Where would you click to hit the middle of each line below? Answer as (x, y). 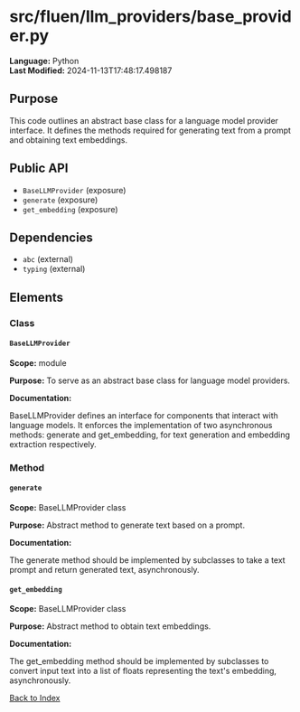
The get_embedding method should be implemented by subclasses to (139, 661)
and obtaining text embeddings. (69, 140)
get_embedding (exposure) (70, 209)
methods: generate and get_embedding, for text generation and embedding (150, 435)
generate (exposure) (60, 200)
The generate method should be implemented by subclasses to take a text (148, 560)
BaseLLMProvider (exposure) (74, 190)
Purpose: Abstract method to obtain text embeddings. (110, 626)
